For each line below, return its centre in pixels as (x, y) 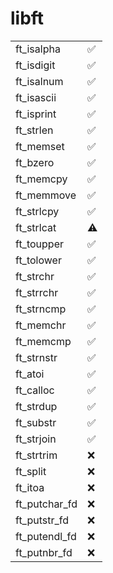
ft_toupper (39, 244)
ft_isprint (36, 114)
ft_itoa (30, 487)
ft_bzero (35, 162)
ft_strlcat (36, 227)
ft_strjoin (36, 439)
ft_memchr (41, 325)
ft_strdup (36, 406)
